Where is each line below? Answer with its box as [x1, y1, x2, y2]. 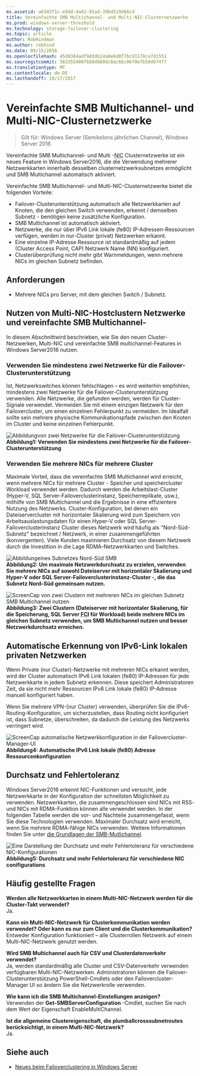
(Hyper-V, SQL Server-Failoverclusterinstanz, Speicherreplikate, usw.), [6, 492, 180, 500]
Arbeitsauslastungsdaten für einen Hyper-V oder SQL [6, 518, 138, 525]
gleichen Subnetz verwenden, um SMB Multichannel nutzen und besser [6, 617, 188, 624]
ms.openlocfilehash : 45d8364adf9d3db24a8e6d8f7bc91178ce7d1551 [6, 53, 167, 59]
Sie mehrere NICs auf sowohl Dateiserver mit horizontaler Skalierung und [6, 567, 192, 575]
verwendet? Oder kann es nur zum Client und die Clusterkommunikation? [6, 925, 192, 932]
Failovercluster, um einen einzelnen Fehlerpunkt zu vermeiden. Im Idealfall [6, 408, 189, 415]
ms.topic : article [6, 31, 52, 37]
